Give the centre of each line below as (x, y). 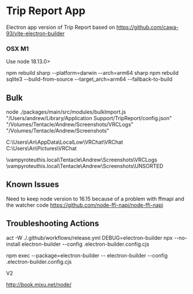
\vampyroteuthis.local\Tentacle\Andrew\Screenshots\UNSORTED (85, 166)
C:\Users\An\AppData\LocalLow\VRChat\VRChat (65, 142)
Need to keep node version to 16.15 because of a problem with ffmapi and (95, 199)
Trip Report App (46, 11)
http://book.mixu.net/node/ (39, 285)
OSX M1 (18, 48)
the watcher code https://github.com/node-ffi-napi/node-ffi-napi (85, 205)
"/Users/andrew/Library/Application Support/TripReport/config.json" (89, 118)
